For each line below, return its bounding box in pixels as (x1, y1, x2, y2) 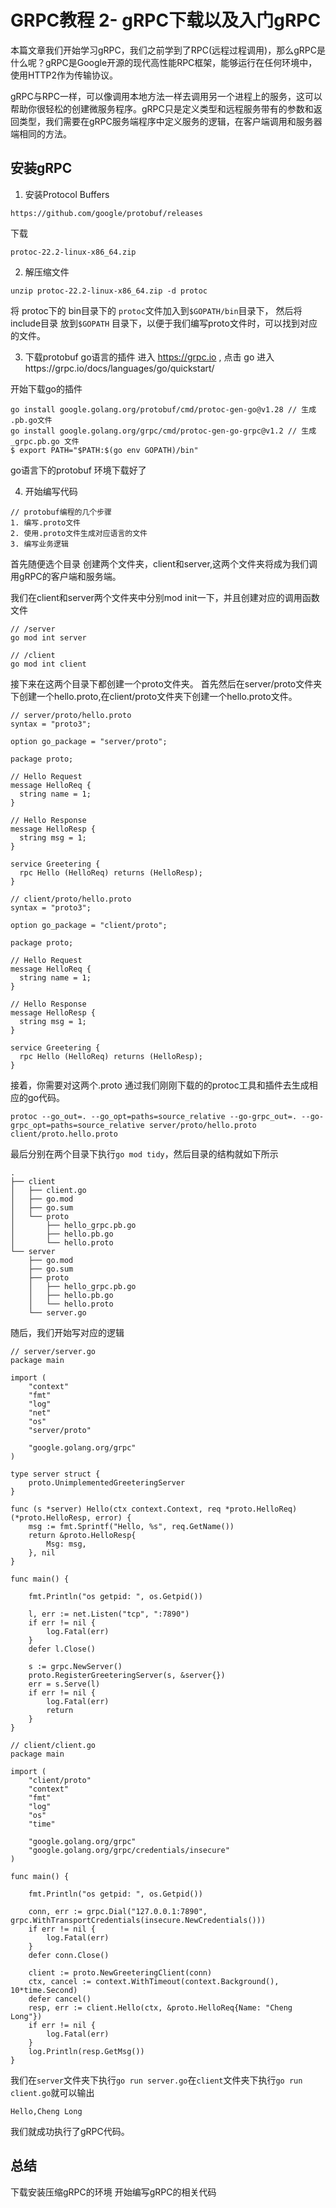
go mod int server (10, 632, 87, 643)
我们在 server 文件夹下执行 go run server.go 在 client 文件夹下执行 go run (10, 2074, 303, 2086)
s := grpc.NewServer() (28, 1661, 123, 1671)
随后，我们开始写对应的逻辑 (10, 1326, 125, 1338)
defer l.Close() (28, 1644, 97, 1654)
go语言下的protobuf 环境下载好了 (10, 464, 147, 476)
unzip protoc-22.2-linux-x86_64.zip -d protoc (10, 286, 208, 296)
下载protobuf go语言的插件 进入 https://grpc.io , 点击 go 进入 (24, 351, 275, 363)
